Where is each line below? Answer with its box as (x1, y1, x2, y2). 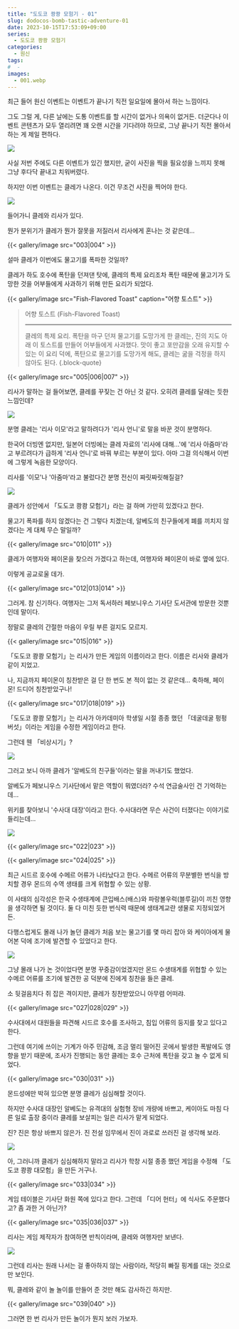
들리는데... (7, 815, 36, 823)
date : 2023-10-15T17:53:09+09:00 (7, 24, 107, 31)
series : (7, 30, 31, 38)
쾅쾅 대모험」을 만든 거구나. (20, 1166, 97, 1174)
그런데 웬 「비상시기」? (7, 738, 73, 746)
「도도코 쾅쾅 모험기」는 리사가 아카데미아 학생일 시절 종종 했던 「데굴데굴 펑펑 (7, 714, 228, 723)
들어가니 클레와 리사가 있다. (7, 211, 84, 220)
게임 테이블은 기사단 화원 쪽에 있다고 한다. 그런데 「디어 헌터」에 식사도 (7, 1195, 206, 1203)
